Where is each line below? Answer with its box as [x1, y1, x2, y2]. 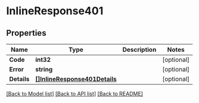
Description [122, 46, 157, 54]
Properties [6, 28, 47, 38]
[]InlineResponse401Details [35, 75, 117, 83]
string [35, 65, 53, 73]
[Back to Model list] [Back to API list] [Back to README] [6, 90, 143, 97]
